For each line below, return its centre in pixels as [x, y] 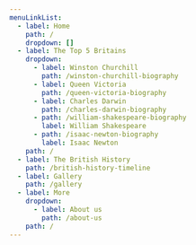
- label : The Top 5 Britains [72, 51]
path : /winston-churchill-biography [110, 76]
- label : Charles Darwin [80, 101]
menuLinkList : [36, 17]
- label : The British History [74, 159]
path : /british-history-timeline [88, 168]
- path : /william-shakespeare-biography [110, 118]
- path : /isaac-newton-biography [96, 135]
